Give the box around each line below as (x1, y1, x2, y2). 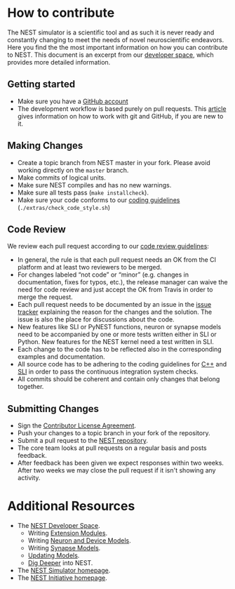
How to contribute (7, 5, 115, 21)
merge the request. (17, 293, 74, 301)
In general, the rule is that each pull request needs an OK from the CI (17, 256, 216, 264)
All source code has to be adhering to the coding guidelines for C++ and (17, 360, 227, 369)
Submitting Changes (7, 402, 100, 415)
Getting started (7, 79, 76, 91)
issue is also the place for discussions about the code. (17, 315, 175, 324)
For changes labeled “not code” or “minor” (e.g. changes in (17, 270, 189, 279)
